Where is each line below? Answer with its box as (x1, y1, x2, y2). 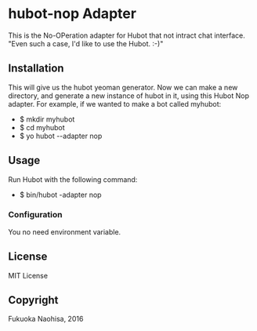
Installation (8, 62, 64, 75)
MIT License (8, 271, 49, 280)
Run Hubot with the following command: (8, 174, 138, 184)
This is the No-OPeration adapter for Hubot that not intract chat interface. (8, 31, 245, 40)
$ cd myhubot (19, 122, 65, 132)
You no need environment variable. (8, 227, 121, 236)
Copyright (8, 293, 59, 307)
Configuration (8, 209, 63, 220)
